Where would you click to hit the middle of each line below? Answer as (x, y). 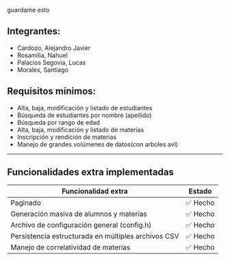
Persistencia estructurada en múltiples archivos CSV (95, 236)
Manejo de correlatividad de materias (71, 247)
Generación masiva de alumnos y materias (79, 214)
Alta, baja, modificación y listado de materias (80, 129)
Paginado (26, 203)
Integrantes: (34, 31)
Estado (200, 191)
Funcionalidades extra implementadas (91, 172)
